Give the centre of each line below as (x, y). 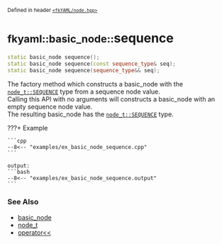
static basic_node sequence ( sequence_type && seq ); (84, 70)
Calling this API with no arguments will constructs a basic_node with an (111, 99)
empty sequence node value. (50, 106)
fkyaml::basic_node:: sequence (90, 38)
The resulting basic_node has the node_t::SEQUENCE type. (90, 114)
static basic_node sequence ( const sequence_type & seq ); (91, 64)
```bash (19, 172)
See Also (23, 202)
